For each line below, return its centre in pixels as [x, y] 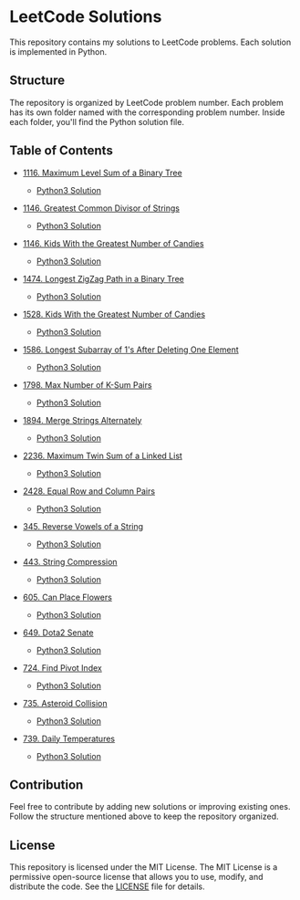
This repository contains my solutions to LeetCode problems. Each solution [150, 42]
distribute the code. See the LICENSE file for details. [107, 886]
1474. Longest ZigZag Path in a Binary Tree [103, 278]
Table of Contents [62, 151]
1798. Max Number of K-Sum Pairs [87, 384]
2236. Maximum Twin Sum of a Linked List [102, 455]
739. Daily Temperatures [69, 738]
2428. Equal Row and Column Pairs [89, 491]
